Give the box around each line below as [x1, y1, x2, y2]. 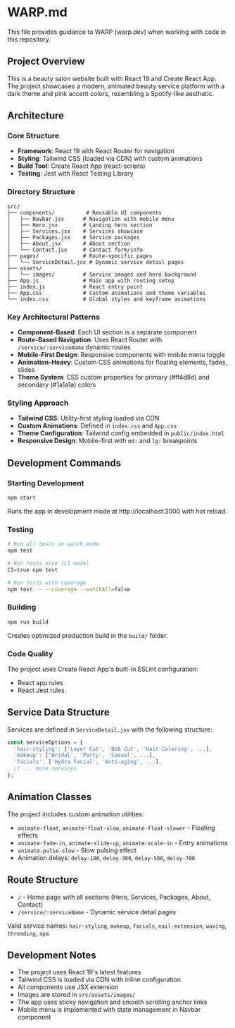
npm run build [7, 618, 49, 625]
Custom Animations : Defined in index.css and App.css [17, 421, 177, 430]
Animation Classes [7, 791, 92, 803]
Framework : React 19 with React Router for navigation [17, 147, 174, 155]
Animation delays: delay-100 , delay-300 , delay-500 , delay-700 [17, 853, 196, 861]
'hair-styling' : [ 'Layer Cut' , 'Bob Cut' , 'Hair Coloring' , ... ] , [13, 745, 212, 752]
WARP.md [7, 4, 68, 20]
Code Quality [7, 648, 53, 658]
